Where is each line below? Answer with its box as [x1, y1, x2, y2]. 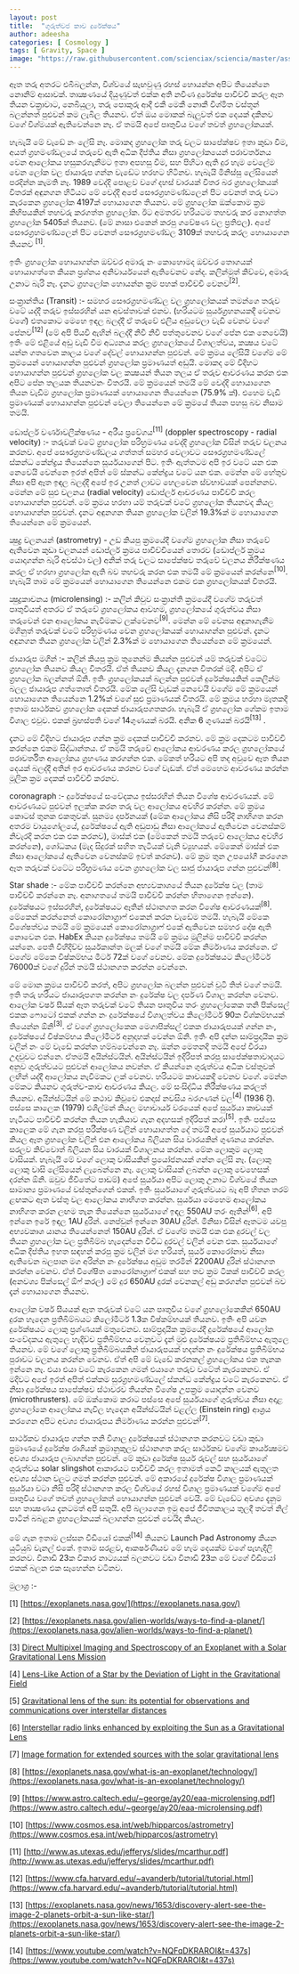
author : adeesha [9, 29, 69, 38]
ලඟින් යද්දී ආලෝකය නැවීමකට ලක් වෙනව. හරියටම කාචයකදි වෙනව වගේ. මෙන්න [9, 1070, 287, 1082]
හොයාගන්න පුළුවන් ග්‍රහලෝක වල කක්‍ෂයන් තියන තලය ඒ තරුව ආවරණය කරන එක [9, 367, 288, 378]
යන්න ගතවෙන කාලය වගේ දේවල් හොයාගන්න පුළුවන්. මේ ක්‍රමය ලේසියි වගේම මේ [9, 346, 287, 357]
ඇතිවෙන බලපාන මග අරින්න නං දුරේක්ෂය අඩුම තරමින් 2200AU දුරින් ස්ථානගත [9, 1255, 276, 1266]
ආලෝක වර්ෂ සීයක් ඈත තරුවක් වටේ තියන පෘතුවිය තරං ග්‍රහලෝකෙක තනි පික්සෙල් [9, 999, 290, 1010]
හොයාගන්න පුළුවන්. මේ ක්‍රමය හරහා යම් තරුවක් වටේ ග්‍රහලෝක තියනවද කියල [9, 496, 274, 508]
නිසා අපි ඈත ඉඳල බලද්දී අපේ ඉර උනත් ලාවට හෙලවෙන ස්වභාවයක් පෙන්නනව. [9, 476, 278, 487]
